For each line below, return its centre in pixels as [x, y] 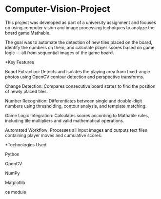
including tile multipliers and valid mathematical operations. [65, 120]
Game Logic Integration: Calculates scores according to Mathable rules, [77, 115]
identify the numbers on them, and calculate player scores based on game [80, 47]
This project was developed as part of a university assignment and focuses [80, 22]
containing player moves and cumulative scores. [54, 135]
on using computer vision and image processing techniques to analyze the [80, 27]
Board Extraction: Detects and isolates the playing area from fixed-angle [78, 71]
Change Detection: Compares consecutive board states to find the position [80, 86]
